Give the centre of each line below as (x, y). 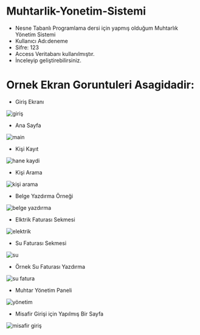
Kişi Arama (29, 172)
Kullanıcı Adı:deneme (41, 41)
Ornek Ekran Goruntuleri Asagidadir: (100, 85)
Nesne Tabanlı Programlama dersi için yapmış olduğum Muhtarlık (96, 28)
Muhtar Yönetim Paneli (43, 290)
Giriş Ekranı (29, 102)
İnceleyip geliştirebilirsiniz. (48, 60)
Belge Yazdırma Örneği (44, 196)
